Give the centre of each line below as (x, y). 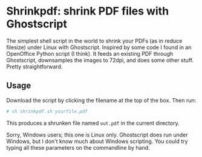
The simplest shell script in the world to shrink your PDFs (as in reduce (94, 41)
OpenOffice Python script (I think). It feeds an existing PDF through (90, 53)
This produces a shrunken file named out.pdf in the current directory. (93, 123)
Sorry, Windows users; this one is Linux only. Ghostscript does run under (97, 135)
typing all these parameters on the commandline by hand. (78, 147)
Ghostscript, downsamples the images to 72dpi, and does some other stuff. (100, 60)
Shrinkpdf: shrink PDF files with (88, 11)
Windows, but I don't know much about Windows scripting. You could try (97, 141)
